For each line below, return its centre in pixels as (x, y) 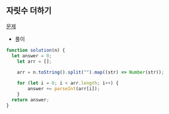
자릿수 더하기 (29, 11)
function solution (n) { (36, 50)
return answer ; (30, 100)
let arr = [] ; (34, 61)
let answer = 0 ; (32, 56)
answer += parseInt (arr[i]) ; (64, 89)
